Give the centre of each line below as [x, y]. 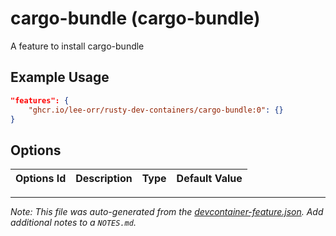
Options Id [41, 179]
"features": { [40, 100]
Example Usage [60, 77]
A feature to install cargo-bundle [77, 46]
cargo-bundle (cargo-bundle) [135, 18]
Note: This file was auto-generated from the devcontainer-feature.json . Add [167, 212]
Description [104, 179]
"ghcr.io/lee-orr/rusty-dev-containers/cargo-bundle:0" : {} [156, 110]
